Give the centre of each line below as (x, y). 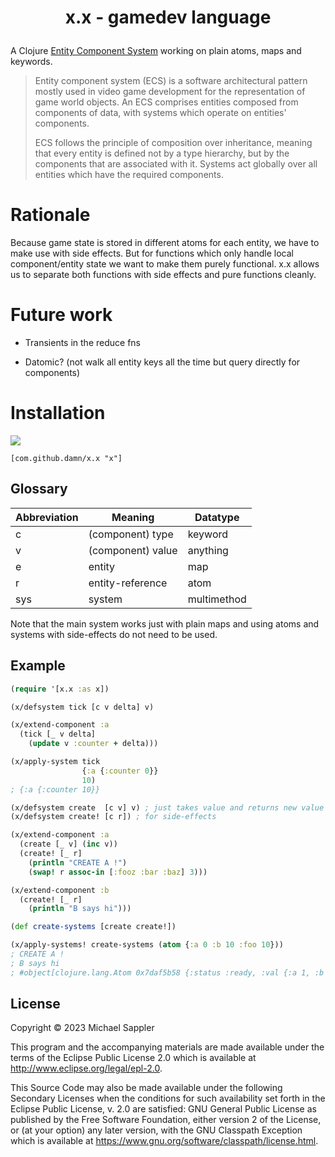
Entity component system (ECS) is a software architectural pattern (171, 81)
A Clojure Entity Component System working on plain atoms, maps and (156, 51)
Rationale (50, 215)
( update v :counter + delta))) (93, 744)
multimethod (217, 599)
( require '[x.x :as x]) (60, 689)
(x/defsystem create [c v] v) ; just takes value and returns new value (167, 807)
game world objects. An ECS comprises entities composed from (166, 102)
